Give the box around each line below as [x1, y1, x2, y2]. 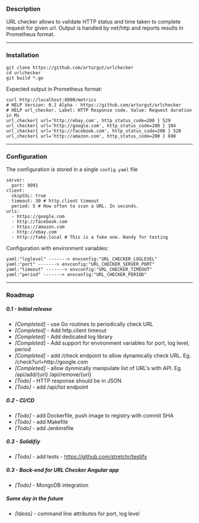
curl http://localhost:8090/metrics [6, 97, 97, 102]
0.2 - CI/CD [6, 397, 34, 404]
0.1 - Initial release [6, 306, 52, 313]
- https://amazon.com [11, 224, 65, 230]
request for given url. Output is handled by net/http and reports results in [6, 24, 184, 31]
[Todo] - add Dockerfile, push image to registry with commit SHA [14, 412, 174, 419]
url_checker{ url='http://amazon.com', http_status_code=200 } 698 [6, 133, 176, 139]
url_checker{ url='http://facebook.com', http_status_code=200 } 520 [6, 128, 182, 134]
